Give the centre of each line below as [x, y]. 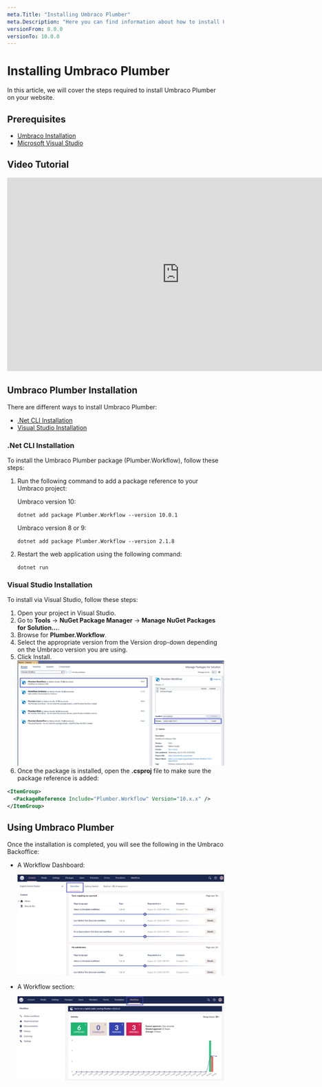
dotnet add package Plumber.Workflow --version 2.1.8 [96, 541]
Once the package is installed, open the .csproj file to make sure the [114, 771]
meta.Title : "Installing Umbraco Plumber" [69, 14]
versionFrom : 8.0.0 [35, 29]
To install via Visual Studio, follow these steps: [73, 600]
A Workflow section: [46, 987]
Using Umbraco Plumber [61, 828]
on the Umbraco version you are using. [72, 649]
